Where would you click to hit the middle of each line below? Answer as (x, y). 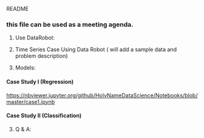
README (18, 9)
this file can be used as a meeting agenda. (70, 24)
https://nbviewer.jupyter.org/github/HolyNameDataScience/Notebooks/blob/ (102, 95)
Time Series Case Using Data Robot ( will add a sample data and (96, 50)
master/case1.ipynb (31, 102)
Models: (25, 68)
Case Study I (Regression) (40, 81)
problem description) (41, 56)
